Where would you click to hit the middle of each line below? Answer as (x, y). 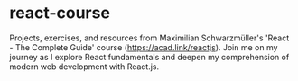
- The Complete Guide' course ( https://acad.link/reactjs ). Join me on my (144, 47)
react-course (60, 13)
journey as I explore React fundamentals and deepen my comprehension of (149, 57)
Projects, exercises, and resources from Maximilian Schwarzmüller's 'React (149, 38)
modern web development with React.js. (84, 67)
